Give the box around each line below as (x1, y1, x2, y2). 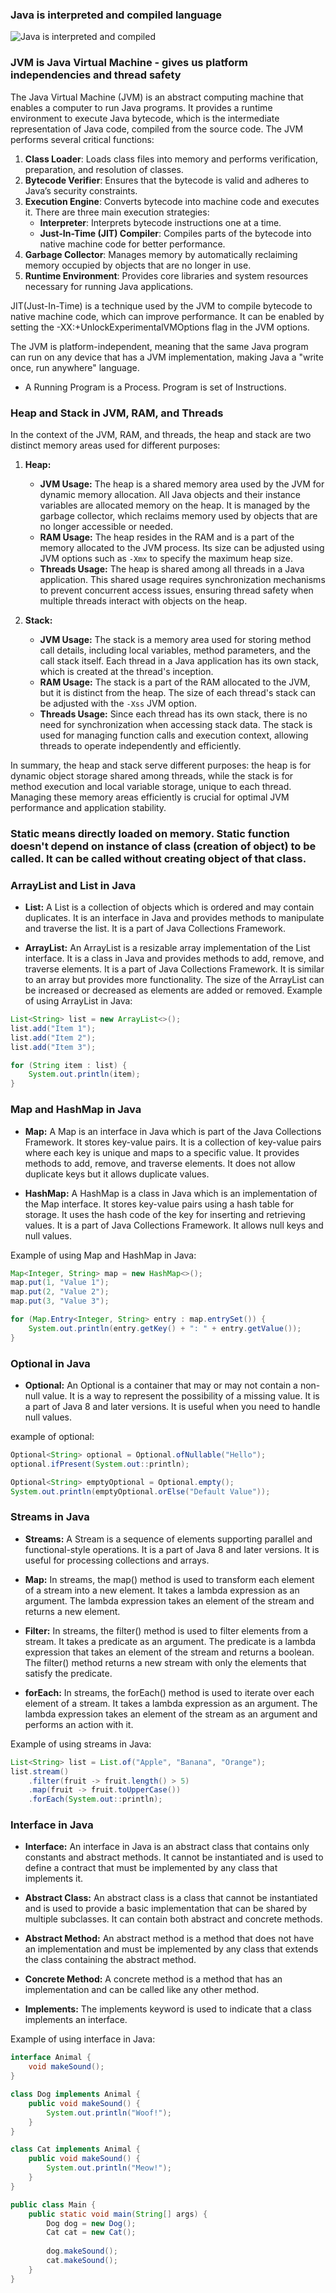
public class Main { (10, 2199, 97, 2210)
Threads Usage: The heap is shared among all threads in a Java (39, 563, 305, 575)
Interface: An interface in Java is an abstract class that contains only (24, 1841, 310, 1853)
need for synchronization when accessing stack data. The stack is (39, 718, 313, 730)
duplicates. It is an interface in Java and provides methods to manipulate (24, 912, 325, 924)
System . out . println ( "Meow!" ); (46, 2163, 172, 2173)
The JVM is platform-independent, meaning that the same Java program (10, 340, 309, 352)
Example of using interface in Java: (10, 2033, 156, 2045)
